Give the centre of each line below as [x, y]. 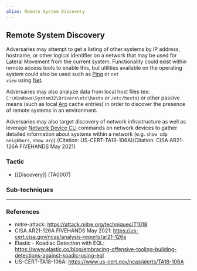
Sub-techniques [30, 190]
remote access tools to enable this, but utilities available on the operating [94, 68]
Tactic [15, 162]
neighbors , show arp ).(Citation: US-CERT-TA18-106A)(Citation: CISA [87, 140]
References [23, 211]
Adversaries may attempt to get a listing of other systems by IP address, [93, 49]
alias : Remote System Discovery [45, 11]
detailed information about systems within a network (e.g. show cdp [87, 134]
